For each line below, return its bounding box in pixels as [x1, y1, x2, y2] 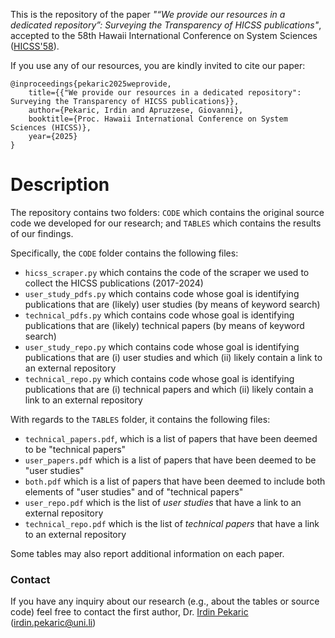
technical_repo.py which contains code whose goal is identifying [24, 372, 295, 384]
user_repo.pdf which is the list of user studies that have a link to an [24, 496, 302, 508]
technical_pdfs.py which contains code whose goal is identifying [24, 309, 295, 321]
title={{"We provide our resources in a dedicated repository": [28, 88, 302, 98]
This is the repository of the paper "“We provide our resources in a [10, 9, 286, 20]
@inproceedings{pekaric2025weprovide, [10, 79, 172, 89]
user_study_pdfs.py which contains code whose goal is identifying [24, 287, 300, 299]
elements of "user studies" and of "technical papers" [24, 485, 244, 498]
